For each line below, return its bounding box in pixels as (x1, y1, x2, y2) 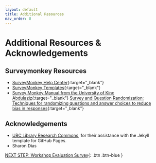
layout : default (5, 7, 38, 12)
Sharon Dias (12, 143, 37, 149)
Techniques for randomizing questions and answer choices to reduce (12, 100, 152, 106)
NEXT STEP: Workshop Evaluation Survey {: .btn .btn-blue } (5, 152, 123, 158)
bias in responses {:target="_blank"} (12, 106, 84, 111)
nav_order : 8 (5, 16, 32, 21)
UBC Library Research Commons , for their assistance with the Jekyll (12, 132, 150, 139)
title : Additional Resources (5, 12, 64, 17)
